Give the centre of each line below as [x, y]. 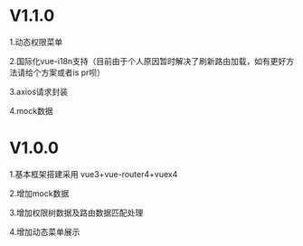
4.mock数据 [31, 110]
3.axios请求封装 [39, 91]
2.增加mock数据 [39, 193]
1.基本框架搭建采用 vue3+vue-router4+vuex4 [94, 174]
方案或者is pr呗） [73, 72]
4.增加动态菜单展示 [45, 232]
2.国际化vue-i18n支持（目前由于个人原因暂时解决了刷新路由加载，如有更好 [148, 61]
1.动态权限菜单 [36, 42]
